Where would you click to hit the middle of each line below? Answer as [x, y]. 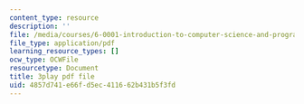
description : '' [40, 26]
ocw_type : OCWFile [44, 60]
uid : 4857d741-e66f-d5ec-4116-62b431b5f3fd [93, 85]
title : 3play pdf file [52, 77]
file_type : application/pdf [62, 43]
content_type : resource [54, 18]
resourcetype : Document [54, 69]
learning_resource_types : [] [64, 52]
